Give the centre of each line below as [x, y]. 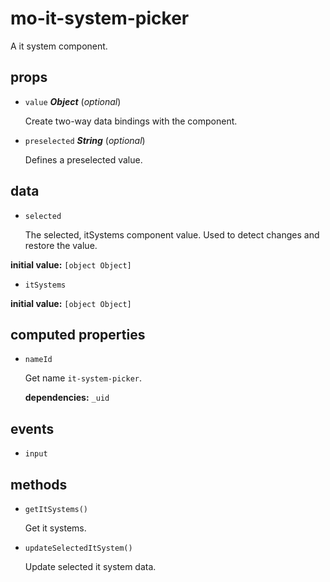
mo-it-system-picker [100, 18]
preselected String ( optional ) [85, 140]
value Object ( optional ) [73, 101]
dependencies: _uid [67, 398]
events [32, 428]
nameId [38, 360]
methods [39, 484]
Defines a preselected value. [83, 159]
